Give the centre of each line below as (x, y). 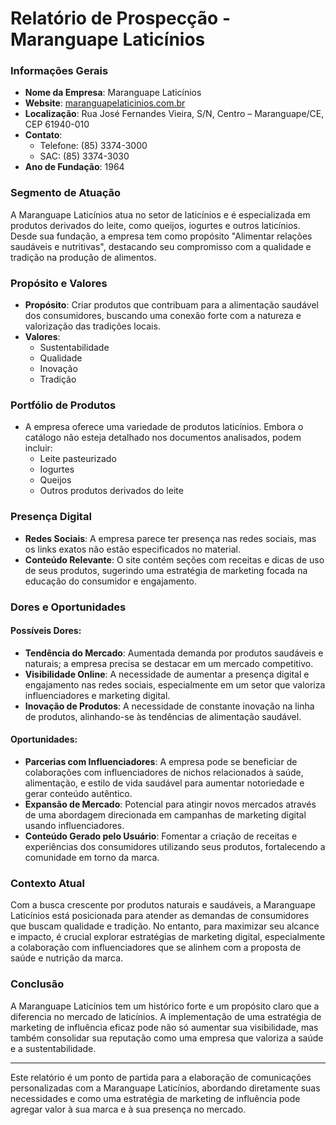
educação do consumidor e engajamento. (110, 581)
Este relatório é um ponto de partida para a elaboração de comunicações (161, 1077)
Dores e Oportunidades (68, 607)
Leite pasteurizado (78, 459)
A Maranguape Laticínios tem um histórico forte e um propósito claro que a (165, 1006)
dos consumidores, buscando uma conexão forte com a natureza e (163, 316)
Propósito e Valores (59, 283)
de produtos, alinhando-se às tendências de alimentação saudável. (163, 716)
